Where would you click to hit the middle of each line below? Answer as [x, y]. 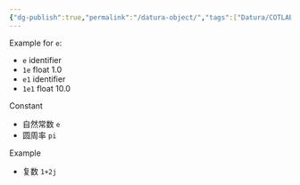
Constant [26, 105]
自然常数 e [41, 124]
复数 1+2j [39, 171]
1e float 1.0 [42, 69]
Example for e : [36, 43]
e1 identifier [44, 79]
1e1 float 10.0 [46, 88]
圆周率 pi [39, 135]
